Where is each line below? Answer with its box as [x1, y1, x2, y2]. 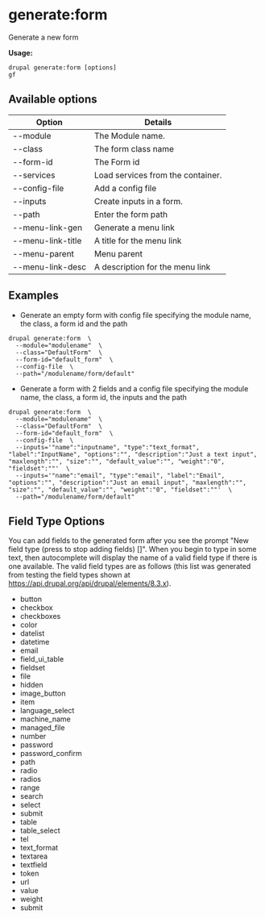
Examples [8, 289, 59, 303]
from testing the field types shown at [8, 570, 130, 580]
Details [144, 116, 172, 127]
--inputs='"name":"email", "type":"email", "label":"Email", [15, 471, 226, 479]
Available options [8, 93, 98, 107]
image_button [19, 688, 66, 699]
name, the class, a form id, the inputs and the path [19, 392, 188, 402]
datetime [19, 637, 50, 647]
